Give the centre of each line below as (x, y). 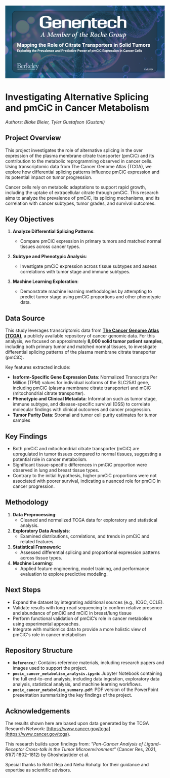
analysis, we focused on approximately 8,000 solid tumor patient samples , (84, 341)
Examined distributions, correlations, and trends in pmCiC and (85, 536)
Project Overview (33, 138)
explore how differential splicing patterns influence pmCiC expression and (82, 172)
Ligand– (152, 744)
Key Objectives (30, 219)
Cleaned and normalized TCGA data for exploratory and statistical (89, 520)
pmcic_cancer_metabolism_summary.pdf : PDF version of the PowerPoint (85, 690)
